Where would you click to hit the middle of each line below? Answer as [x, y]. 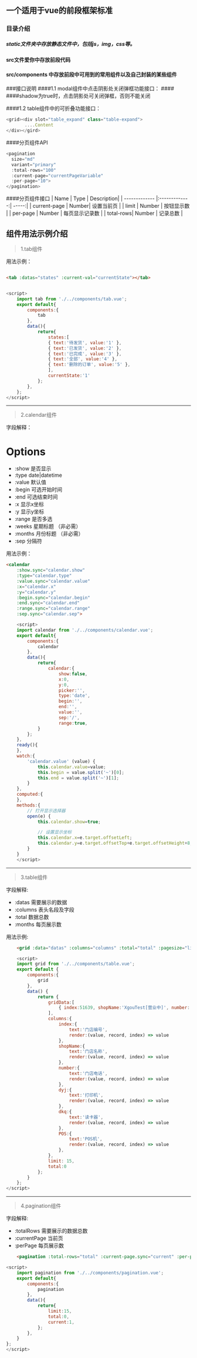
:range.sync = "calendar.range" [54, 609]
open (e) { [39, 816]
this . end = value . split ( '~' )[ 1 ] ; [78, 778]
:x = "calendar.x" [37, 587]
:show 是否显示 [33, 469]
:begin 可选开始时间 [38, 490]
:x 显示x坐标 [29, 504]
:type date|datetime [38, 475]
